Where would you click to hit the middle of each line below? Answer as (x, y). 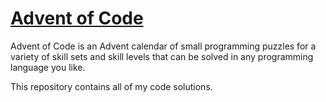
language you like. (48, 67)
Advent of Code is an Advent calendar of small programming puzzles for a (163, 46)
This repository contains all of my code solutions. (111, 86)
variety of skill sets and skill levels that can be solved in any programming (162, 56)
